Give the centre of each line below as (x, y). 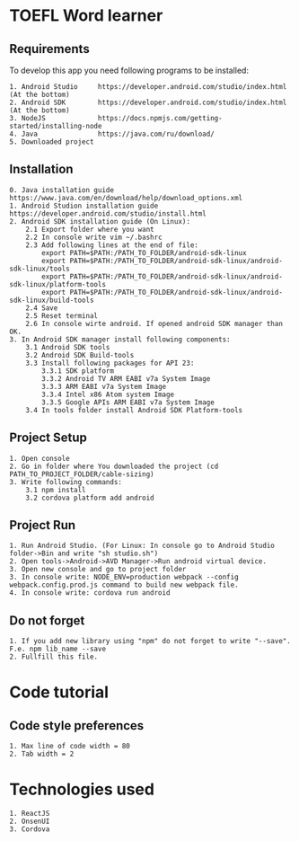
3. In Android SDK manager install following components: (120, 339)
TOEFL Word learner (86, 16)
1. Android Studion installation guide (84, 206)
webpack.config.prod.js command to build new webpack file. (124, 585)
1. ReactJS (30, 814)
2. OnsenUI (30, 822)
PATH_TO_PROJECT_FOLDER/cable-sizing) (82, 474)
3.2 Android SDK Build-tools (80, 355)
